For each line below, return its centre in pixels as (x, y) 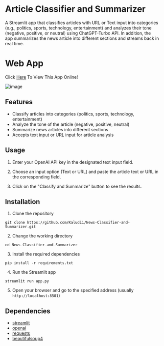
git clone (15, 223)
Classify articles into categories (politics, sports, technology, (73, 114)
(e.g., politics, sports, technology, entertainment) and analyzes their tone (78, 28)
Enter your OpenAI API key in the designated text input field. (73, 162)
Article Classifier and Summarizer (75, 9)
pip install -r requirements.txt (39, 263)
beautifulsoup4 (27, 339)
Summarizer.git (21, 227)
